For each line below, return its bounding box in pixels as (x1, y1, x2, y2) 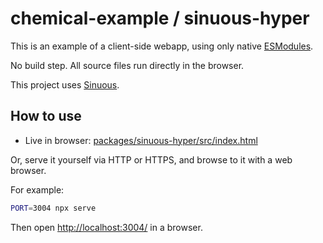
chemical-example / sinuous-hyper (10, 7, 310, 30)
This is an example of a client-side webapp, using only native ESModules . (10, 40, 314, 52)
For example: (10, 183, 65, 196)
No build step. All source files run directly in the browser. (10, 59, 245, 71)
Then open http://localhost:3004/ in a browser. (10, 221, 203, 233)
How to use (10, 108, 82, 125)
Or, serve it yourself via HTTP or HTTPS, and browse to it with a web (10, 153, 293, 166)
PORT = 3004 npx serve (10, 203, 97, 213)
